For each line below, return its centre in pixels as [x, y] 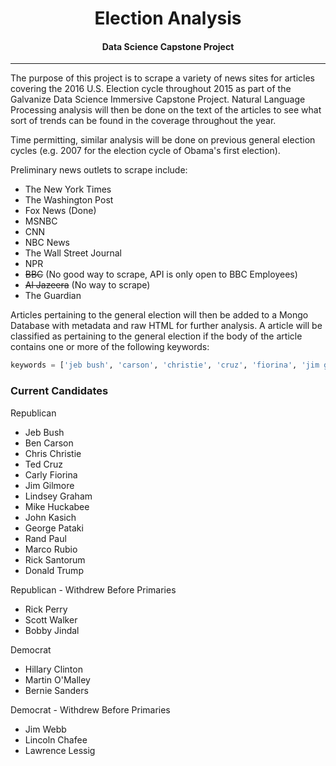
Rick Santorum [55, 559]
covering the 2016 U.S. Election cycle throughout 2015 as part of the [151, 89]
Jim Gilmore [49, 485]
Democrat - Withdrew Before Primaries [90, 709]
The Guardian [53, 296]
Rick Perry [46, 609]
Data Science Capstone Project [168, 46]
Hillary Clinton [53, 669]
